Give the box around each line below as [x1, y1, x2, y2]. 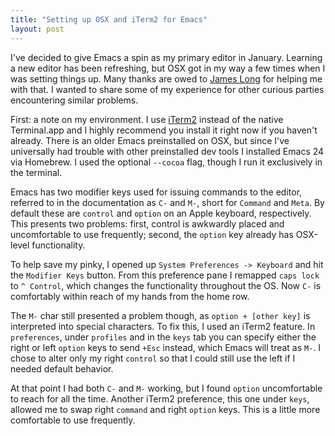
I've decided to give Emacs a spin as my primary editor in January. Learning [10, 51, 323, 63]
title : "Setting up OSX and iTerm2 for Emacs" [10, 14, 208, 25]
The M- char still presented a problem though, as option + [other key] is [10, 309, 311, 321]
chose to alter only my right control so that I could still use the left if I [10, 352, 296, 364]
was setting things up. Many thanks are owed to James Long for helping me [10, 72, 323, 85]
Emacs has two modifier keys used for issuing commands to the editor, [10, 186, 303, 198]
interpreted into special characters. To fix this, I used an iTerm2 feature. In [10, 320, 316, 332]
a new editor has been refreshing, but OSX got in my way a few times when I [10, 62, 326, 74]
